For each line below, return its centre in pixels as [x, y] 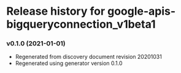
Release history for [56, 11]
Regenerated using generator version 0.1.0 [69, 63]
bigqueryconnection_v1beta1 [81, 24]
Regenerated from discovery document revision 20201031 [89, 57]
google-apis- [141, 11]
